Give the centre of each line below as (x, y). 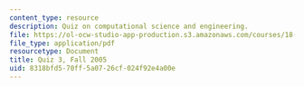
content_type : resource (54, 18)
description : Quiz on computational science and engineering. (129, 26)
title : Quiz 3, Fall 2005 (58, 60)
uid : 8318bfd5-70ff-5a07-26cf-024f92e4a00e (93, 69)
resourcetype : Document (54, 52)
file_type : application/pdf (62, 43)
